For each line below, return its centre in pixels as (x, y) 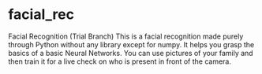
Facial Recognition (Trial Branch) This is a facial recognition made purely (126, 36)
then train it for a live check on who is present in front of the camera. (120, 61)
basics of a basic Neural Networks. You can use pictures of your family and (131, 53)
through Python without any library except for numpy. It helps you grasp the (131, 44)
